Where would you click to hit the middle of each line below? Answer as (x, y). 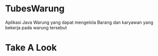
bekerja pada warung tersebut (36, 27)
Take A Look (31, 48)
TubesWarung (35, 9)
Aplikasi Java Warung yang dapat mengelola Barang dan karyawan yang (79, 22)
